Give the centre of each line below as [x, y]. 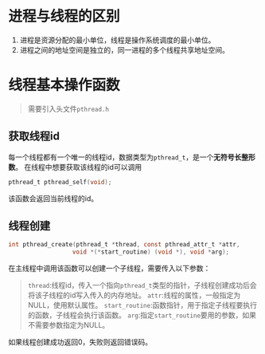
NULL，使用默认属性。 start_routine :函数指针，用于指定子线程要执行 [142, 305]
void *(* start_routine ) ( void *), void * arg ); [151, 252]
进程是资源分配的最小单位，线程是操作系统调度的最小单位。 [117, 40]
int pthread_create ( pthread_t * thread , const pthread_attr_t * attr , [124, 245]
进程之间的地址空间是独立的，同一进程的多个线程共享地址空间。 [124, 49]
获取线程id [34, 136]
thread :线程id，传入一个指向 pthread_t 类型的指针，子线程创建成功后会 [142, 285]
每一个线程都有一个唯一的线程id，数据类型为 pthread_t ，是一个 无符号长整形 [132, 157]
